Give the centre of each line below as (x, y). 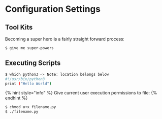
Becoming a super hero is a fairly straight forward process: (65, 39)
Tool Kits (19, 27)
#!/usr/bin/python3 (25, 79)
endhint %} (16, 98)
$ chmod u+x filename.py (31, 107)
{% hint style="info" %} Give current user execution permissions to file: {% (81, 93)
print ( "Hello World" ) (28, 84)
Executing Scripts (33, 63)
